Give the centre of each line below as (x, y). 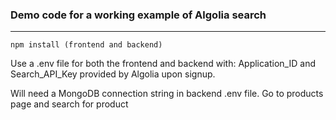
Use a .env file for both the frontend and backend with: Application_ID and (163, 64)
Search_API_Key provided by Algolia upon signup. (113, 74)
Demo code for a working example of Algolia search (138, 15)
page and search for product (69, 104)
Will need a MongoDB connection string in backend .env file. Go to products (167, 94)
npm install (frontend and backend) (86, 45)
